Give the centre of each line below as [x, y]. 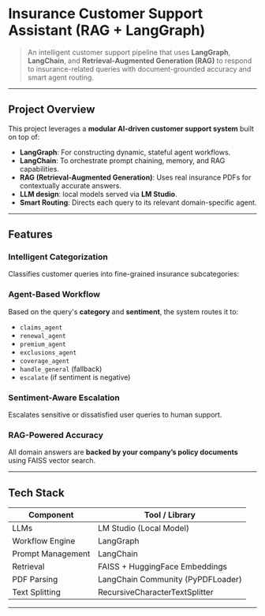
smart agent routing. [61, 77]
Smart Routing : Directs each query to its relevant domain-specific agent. [138, 202]
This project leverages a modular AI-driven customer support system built [131, 128]
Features [30, 234]
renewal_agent [43, 336]
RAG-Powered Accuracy [56, 435]
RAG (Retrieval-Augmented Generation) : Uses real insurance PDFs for [135, 177]
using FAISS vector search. [52, 461]
